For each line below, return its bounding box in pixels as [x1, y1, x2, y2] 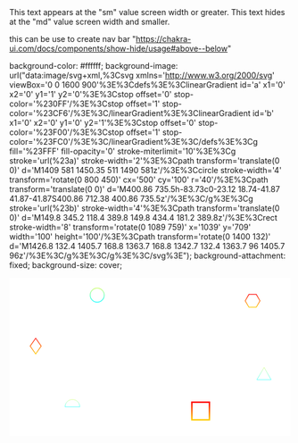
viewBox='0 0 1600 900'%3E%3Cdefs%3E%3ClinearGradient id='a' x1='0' [9, 79, 286, 90]
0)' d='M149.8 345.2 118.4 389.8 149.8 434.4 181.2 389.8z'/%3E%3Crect [9, 213, 278, 222]
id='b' [252, 108, 275, 118]
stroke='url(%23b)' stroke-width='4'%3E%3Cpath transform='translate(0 [9, 203, 280, 213]
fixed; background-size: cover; [9, 260, 123, 270]
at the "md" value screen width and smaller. [9, 16, 170, 27]
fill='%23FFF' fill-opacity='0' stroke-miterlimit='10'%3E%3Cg [9, 146, 236, 156]
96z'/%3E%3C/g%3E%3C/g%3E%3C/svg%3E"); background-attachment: [9, 250, 286, 261]
